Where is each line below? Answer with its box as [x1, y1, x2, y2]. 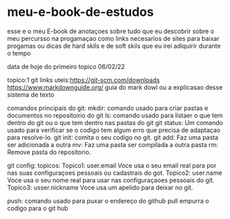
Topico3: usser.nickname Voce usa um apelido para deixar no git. [7, 183, 193, 191]
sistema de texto [7, 91, 55, 99]
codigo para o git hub [7, 204, 68, 212]
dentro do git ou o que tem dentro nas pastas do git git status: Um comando [7, 118, 223, 126]
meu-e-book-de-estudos [7, 4, 154, 20]
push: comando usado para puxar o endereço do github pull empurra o [7, 196, 209, 204]
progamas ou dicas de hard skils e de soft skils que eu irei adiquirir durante [7, 41, 221, 50]
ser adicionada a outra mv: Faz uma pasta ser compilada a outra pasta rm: [7, 140, 219, 149]
